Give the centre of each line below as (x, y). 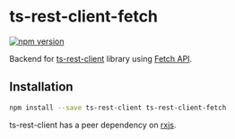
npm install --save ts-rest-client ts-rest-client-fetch (118, 108)
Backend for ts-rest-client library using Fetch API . (101, 58)
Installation (41, 87)
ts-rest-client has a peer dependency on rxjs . (93, 125)
